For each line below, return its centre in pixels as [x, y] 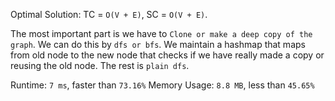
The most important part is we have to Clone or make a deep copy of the [161, 33]
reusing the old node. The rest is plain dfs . [100, 65]
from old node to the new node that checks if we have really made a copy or [167, 55]
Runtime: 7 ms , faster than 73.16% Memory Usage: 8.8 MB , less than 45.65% [162, 85]
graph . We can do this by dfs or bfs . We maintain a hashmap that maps [158, 44]
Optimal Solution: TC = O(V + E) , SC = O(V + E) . [109, 14]
